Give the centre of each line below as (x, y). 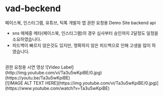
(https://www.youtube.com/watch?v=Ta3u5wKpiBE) (58, 88)
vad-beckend (33, 9)
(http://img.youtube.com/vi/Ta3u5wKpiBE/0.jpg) (54, 72)
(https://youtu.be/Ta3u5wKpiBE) (38, 78)
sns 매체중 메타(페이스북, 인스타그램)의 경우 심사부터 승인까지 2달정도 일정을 (85, 33)
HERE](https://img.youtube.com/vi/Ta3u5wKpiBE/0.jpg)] (102, 83)
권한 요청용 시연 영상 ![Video (33, 67)
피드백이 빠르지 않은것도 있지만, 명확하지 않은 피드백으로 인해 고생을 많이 (81, 45)
